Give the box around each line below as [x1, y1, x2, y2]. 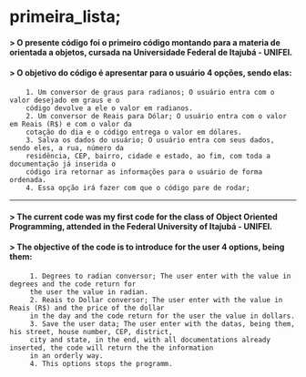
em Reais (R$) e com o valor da [9, 119, 132, 128]
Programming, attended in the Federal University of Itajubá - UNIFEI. [9, 220, 273, 231]
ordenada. [9, 175, 47, 184]
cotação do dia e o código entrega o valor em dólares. [25, 127, 243, 137]
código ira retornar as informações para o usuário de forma [25, 167, 262, 177]
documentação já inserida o [9, 159, 117, 168]
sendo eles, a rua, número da [9, 143, 125, 152]
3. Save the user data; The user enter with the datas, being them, [29, 319, 296, 329]
